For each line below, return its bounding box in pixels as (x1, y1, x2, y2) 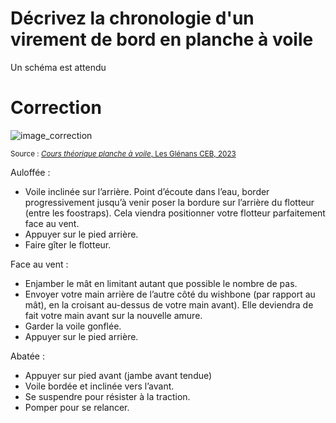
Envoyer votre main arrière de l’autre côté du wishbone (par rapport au (24, 288, 316, 300)
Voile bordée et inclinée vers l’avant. (24, 380, 175, 392)
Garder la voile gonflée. (24, 320, 122, 332)
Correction (10, 97, 102, 119)
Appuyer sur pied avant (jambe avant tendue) (24, 369, 213, 381)
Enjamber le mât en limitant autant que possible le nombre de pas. (24, 277, 298, 289)
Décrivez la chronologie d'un (10, 7, 255, 30)
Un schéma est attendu (10, 61, 107, 73)
